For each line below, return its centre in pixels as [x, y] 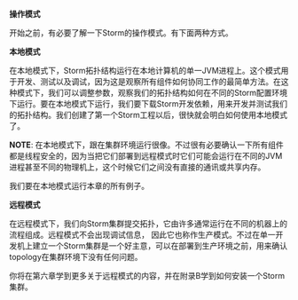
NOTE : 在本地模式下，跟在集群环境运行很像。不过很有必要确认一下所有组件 [146, 145]
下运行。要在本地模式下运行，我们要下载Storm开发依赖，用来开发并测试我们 [149, 104]
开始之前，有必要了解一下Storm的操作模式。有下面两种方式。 [121, 33]
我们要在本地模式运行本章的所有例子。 [79, 186]
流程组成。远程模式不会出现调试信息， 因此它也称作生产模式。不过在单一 [142, 235]
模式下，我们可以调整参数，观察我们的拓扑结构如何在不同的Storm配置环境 [152, 93]
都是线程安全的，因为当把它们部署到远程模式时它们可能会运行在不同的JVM [146, 156]
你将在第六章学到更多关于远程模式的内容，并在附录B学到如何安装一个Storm [147, 276]
